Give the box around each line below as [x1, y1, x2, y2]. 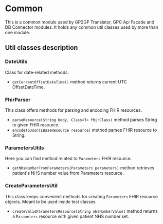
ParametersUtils [5, 144, 44, 151]
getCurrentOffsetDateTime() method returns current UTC [12, 79, 127, 84]
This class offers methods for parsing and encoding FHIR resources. [5, 107, 142, 113]
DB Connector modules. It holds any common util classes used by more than [5, 24, 159, 30]
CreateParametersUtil [5, 183, 58, 189]
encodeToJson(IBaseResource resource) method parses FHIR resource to [12, 127, 157, 133]
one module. [5, 29, 30, 35]
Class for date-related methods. [5, 69, 69, 75]
